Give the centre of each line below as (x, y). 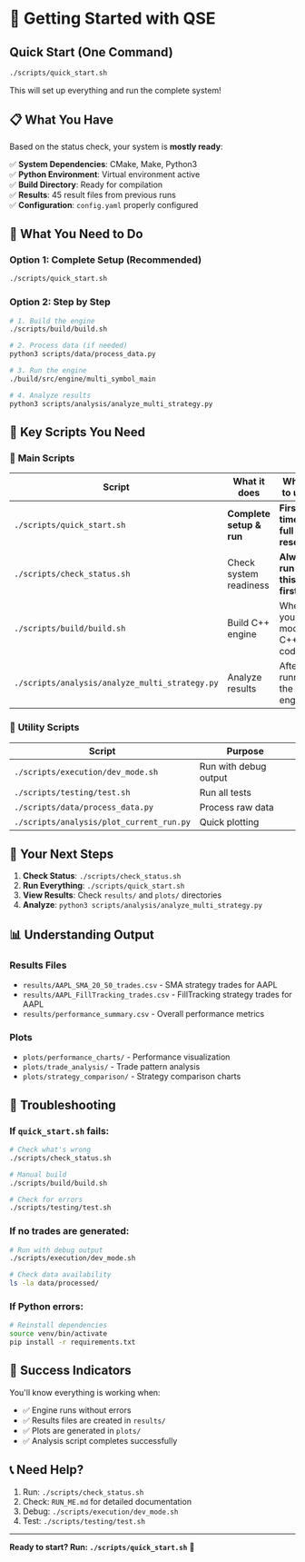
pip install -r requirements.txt (73, 1343)
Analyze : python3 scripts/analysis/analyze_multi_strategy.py (143, 905)
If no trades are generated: (69, 1231)
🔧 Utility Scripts (44, 728)
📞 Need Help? (47, 1470)
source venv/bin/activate (58, 1334)
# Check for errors (46, 1199)
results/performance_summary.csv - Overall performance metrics (143, 1014)
